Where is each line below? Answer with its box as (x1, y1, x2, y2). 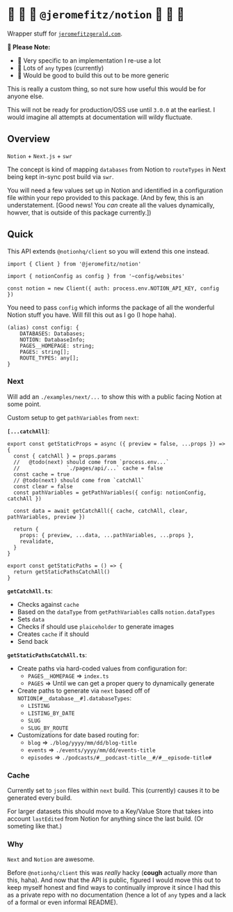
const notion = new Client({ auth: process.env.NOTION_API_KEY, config (7, 285, 219, 292)
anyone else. (7, 92, 44, 100)
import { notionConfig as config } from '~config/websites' (7, 272, 186, 279)
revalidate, (19, 538, 54, 545)
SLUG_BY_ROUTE (27, 725, 69, 732)
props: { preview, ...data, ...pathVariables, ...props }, (19, 532, 195, 539)
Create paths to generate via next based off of (17, 686, 151, 695)
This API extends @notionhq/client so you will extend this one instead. (7, 247, 210, 255)
